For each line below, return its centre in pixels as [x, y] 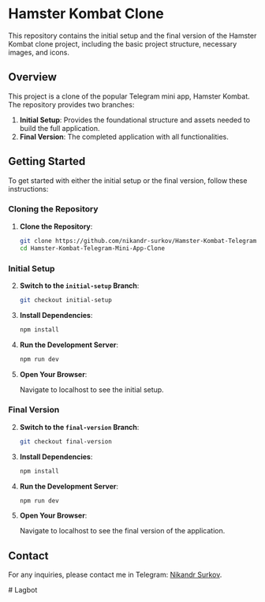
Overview [33, 77]
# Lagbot [23, 590]
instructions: [28, 189]
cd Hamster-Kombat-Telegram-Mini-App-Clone [92, 248]
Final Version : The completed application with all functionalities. [124, 136]
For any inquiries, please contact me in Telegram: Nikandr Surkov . [115, 575]
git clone [36, 241]
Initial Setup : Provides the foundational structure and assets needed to [135, 120]
